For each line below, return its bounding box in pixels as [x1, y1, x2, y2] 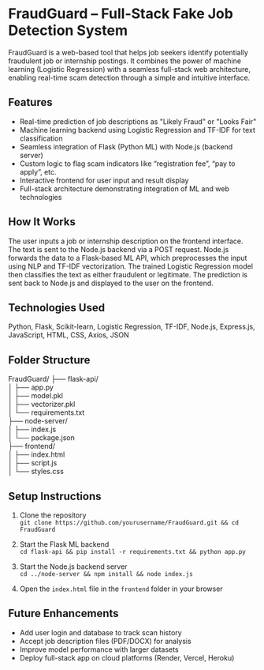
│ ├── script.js [8, 458, 58, 468]
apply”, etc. [19, 167, 57, 176]
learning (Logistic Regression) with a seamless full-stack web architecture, [8, 64, 251, 73]
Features [8, 96, 53, 109]
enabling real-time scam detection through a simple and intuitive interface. [8, 73, 251, 82]
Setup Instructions [8, 489, 102, 502]
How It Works [8, 215, 76, 229]
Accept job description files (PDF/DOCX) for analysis [19, 636, 191, 646]
